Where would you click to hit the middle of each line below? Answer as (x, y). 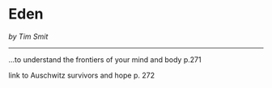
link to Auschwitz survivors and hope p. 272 (82, 75)
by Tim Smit (28, 36)
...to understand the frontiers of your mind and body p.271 (105, 59)
